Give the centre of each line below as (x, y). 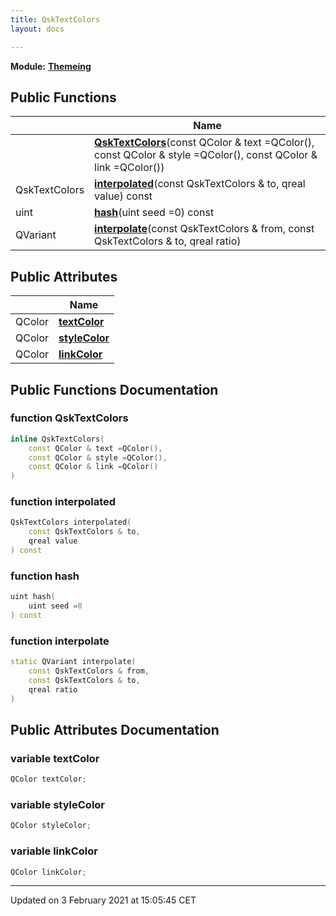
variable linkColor (54, 851)
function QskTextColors (69, 418)
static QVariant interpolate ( (73, 662)
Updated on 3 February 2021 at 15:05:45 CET (103, 900)
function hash (45, 576)
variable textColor (55, 758)
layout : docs (37, 29)
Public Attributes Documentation (115, 729)
